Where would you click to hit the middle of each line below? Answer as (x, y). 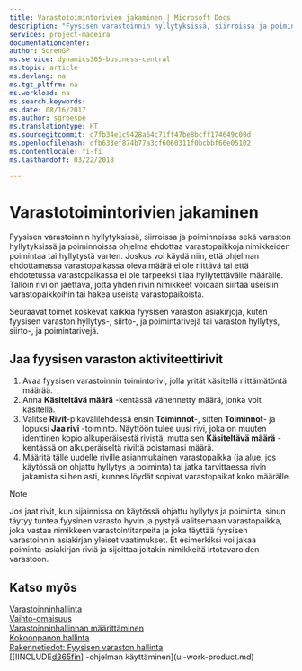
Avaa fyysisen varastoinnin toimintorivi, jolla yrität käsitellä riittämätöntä (155, 381)
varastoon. (29, 559)
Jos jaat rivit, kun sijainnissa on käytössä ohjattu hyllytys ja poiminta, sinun (147, 511)
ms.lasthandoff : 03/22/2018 (62, 160)
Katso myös (44, 587)
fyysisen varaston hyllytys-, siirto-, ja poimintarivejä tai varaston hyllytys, (145, 321)
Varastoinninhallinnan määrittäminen (76, 628)
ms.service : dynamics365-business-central (90, 59)
